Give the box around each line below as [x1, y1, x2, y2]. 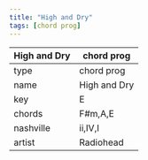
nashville [13, 121, 51, 133]
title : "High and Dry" [9, 12, 93, 22]
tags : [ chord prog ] [9, 21, 82, 30]
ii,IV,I [79, 121, 100, 133]
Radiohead [79, 136, 124, 149]
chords [13, 107, 43, 119]
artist [13, 136, 35, 149]
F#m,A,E [79, 107, 115, 119]
